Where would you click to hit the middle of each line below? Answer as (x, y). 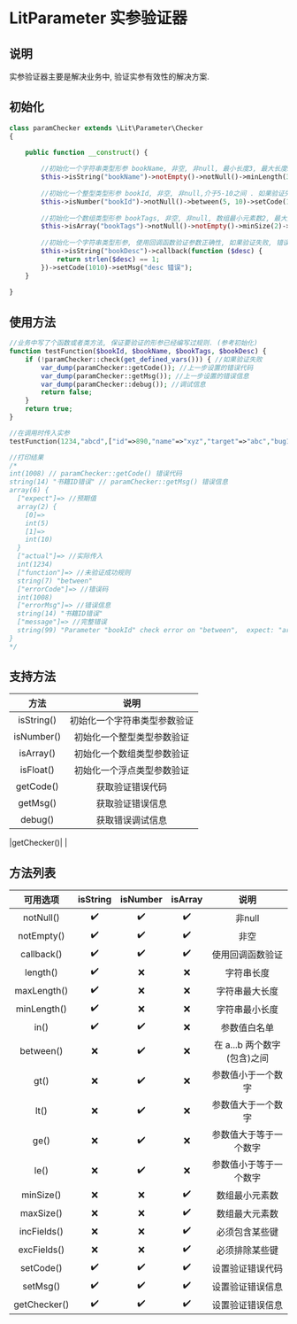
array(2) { (37, 507)
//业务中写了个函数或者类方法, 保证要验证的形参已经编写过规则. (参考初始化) (133, 343)
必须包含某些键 (247, 1232)
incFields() (41, 1231)
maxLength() (42, 990)
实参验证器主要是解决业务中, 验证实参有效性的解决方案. (110, 77)
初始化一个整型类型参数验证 (132, 738)
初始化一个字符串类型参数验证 (132, 721)
